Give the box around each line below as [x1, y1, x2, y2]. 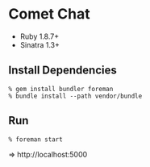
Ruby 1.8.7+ [19, 31, 59, 41]
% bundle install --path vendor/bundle [8, 92, 143, 100]
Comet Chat [8, 5, 90, 23]
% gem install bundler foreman [8, 85, 114, 93]
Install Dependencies [8, 64, 117, 77]
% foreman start [8, 135, 63, 144]
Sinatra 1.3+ [19, 40, 60, 49]
